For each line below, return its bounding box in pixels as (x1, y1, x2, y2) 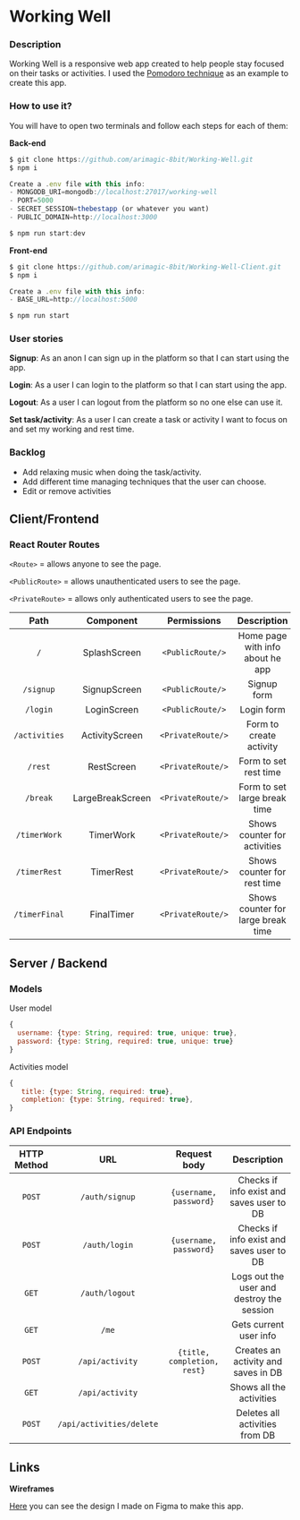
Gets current (231, 1319, 285, 1331)
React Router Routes (9, 539, 100, 551)
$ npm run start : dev (9, 228, 87, 238)
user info (239, 1329, 277, 1342)
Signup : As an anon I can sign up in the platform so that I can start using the (9, 353, 290, 363)
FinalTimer (89, 909, 135, 921)
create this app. (9, 78, 67, 89)
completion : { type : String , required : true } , (21, 1095, 194, 1105)
